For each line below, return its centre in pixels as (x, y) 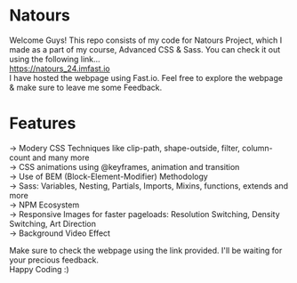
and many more (61, 158)
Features (43, 123)
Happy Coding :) (39, 269)
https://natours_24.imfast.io (60, 69)
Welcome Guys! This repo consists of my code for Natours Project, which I (146, 40)
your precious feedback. (54, 260)
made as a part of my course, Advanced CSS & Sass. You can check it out (145, 49)
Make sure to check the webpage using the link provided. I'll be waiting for (146, 250)
